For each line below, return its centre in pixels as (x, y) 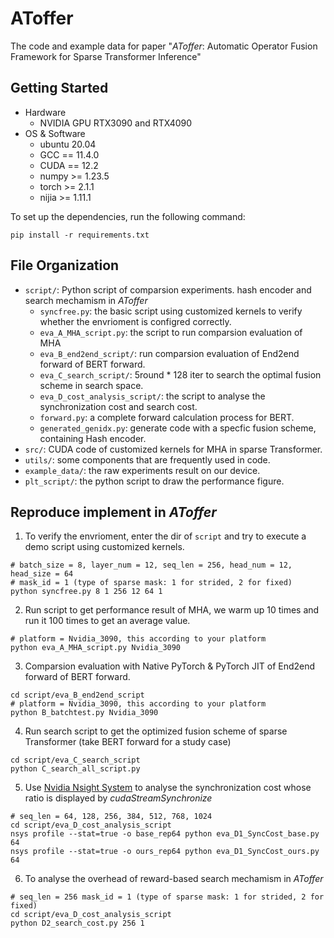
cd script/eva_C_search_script (75, 760)
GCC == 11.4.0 (69, 154)
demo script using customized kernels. (104, 547)
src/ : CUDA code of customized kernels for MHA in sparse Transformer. (173, 449)
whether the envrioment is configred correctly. (135, 321)
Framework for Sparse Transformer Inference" (106, 56)
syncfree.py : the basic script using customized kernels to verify (171, 311)
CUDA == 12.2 (69, 165)
